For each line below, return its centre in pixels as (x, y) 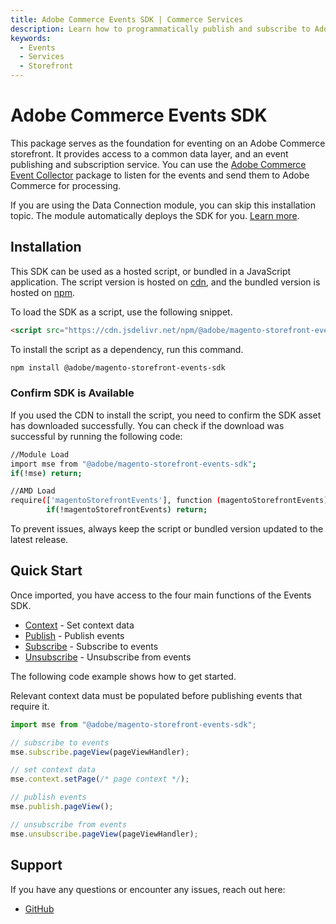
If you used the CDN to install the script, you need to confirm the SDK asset (166, 415)
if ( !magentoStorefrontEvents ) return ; (127, 510)
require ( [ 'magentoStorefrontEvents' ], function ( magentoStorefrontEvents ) (169, 501)
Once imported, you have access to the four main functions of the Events (161, 595)
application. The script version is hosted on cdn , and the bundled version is (165, 282)
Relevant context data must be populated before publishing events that (156, 695)
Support (36, 865)
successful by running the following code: (96, 436)
